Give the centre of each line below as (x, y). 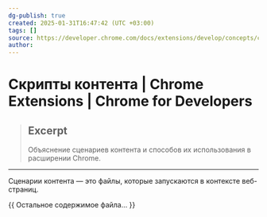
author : (21, 45)
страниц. (23, 190)
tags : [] (23, 30)
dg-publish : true (37, 15)
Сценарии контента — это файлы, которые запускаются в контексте (124, 181)
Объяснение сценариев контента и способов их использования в (139, 150)
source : (21, 38)
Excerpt (47, 131)
